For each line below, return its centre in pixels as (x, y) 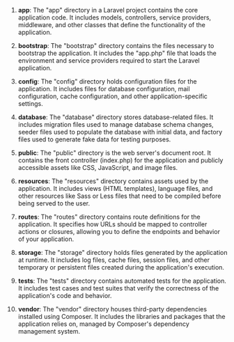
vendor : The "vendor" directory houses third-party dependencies (112, 309)
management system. (49, 331)
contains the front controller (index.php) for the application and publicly (120, 160)
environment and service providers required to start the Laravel (109, 61)
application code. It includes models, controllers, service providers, (115, 17)
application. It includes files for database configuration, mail (104, 89)
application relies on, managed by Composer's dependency (104, 324)
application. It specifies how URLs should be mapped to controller (112, 224)
